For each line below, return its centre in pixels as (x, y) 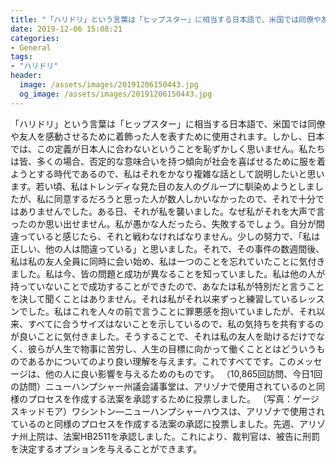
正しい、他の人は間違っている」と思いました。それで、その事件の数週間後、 (167, 248)
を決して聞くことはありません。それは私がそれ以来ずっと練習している (154, 298)
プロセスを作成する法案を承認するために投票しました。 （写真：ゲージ (173, 398)
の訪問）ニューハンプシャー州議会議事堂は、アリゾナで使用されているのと (163, 386)
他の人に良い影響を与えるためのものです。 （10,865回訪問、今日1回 (183, 373)
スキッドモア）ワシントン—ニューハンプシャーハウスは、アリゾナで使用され (168, 411)
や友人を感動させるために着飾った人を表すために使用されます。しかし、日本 (167, 136)
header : (26, 76)
